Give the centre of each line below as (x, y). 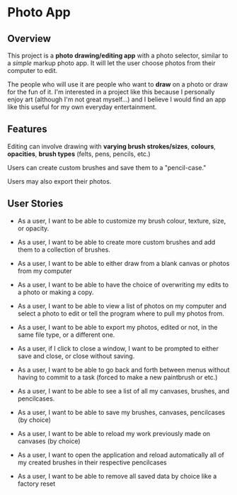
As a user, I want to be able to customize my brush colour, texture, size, (122, 221)
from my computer (45, 271)
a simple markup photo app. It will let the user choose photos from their (111, 63)
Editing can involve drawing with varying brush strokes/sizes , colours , (111, 146)
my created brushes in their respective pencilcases (92, 462)
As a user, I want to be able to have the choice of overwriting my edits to (123, 284)
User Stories (35, 204)
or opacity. (33, 228)
